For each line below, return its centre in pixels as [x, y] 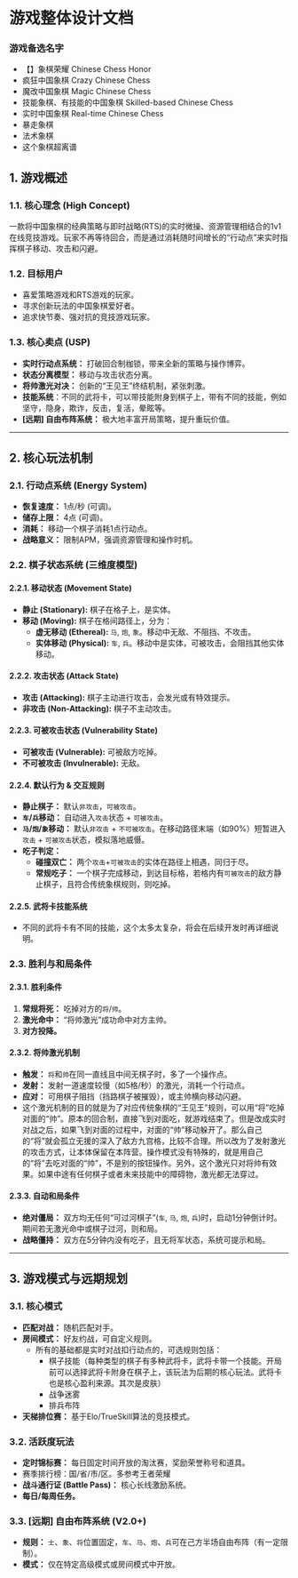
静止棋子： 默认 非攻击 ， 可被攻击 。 [81, 806]
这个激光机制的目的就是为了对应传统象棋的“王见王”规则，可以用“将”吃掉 [153, 1107]
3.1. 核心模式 [36, 1306]
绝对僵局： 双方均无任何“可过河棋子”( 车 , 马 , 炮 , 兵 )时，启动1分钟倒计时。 [152, 1217]
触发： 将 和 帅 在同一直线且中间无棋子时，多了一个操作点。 [127, 1074]
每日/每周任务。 [51, 1495]
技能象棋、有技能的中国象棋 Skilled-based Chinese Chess [127, 102]
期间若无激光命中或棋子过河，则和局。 [92, 1229]
